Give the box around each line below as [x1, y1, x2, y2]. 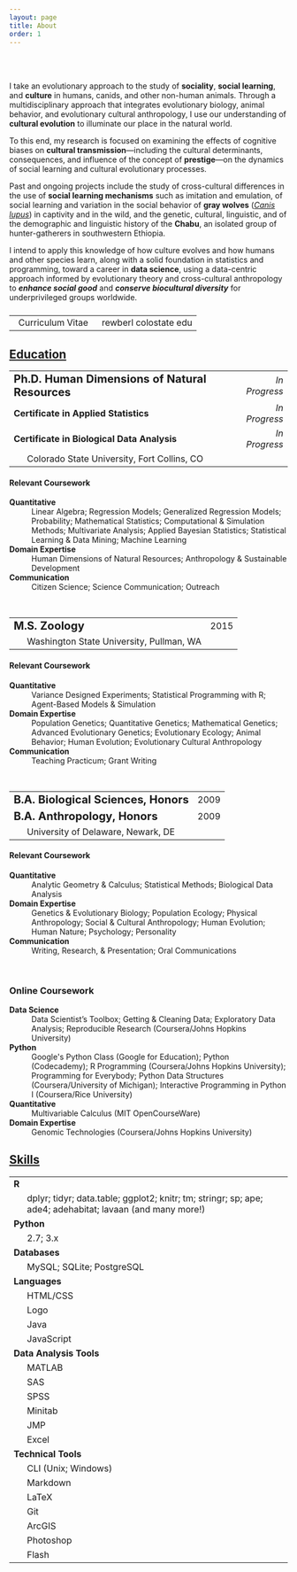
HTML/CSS [27, 1289, 73, 1302]
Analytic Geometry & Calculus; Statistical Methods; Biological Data [31, 879, 274, 890]
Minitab [27, 1405, 58, 1417]
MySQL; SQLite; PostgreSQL [27, 1260, 144, 1273]
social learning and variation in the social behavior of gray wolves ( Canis [9, 200, 276, 211]
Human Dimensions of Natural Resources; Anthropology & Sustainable [31, 554, 287, 564]
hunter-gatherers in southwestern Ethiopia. [9, 228, 166, 239]
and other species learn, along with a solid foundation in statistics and [9, 254, 264, 266]
